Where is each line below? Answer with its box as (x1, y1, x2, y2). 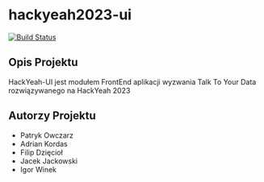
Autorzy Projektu (8, 109, 96, 122)
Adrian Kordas (19, 139, 69, 148)
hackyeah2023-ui (8, 6, 132, 24)
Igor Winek (19, 164, 57, 174)
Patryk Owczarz (19, 130, 74, 140)
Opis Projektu (8, 56, 78, 69)
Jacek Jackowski (19, 155, 78, 166)
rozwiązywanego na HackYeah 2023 (8, 85, 131, 95)
